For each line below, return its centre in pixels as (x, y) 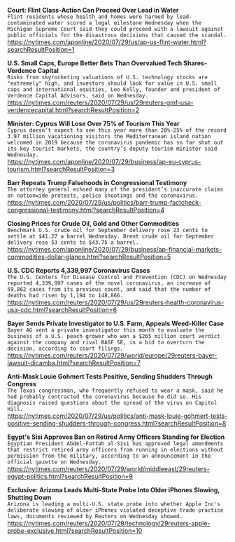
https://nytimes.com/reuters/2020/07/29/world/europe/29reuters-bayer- (112, 355)
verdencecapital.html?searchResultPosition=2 (73, 110)
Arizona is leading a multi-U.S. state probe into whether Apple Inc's (114, 504)
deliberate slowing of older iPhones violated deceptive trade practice (115, 510)
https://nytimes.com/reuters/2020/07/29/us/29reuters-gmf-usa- (100, 102)
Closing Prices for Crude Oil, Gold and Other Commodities (93, 223)
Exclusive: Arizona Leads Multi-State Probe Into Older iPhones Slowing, (114, 490)
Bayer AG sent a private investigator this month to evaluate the (106, 330)
